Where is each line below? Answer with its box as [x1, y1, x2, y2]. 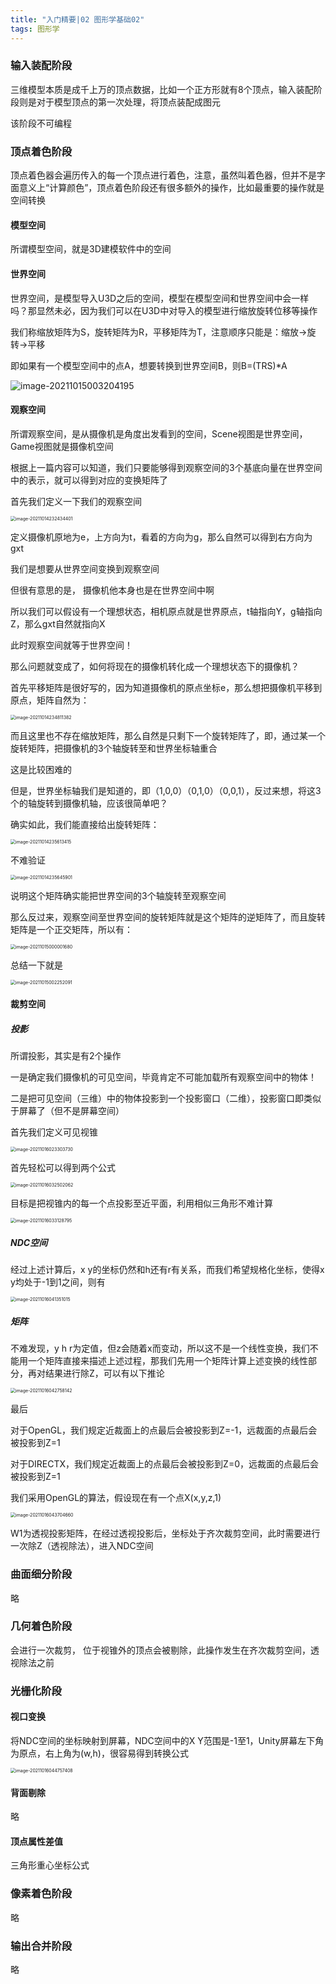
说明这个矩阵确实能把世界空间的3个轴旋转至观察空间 [10, 889, 227, 901]
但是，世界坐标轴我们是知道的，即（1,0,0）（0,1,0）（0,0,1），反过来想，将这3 [10, 784, 322, 796]
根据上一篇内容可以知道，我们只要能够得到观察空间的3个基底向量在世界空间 [10, 461, 323, 473]
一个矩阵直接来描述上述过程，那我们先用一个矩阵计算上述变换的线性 [27, 1355, 308, 1367]
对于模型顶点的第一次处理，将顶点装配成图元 [36, 96, 221, 108]
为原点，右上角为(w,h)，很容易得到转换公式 [10, 1747, 189, 1759]
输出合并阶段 [10, 1939, 73, 1953]
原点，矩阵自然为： [10, 694, 90, 706]
